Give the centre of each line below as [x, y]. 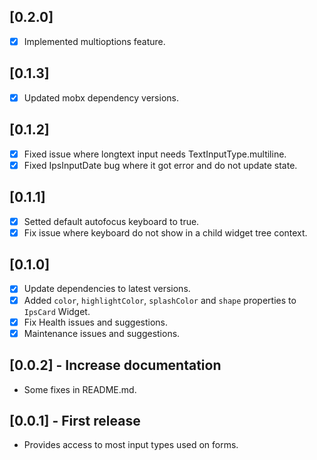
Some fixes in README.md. [80, 389]
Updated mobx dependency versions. [101, 97]
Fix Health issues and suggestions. [96, 322]
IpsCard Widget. [57, 311]
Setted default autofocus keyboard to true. [111, 221]
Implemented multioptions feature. [94, 41]
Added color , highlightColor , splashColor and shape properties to [160, 300]
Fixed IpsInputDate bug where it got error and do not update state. [160, 165]
